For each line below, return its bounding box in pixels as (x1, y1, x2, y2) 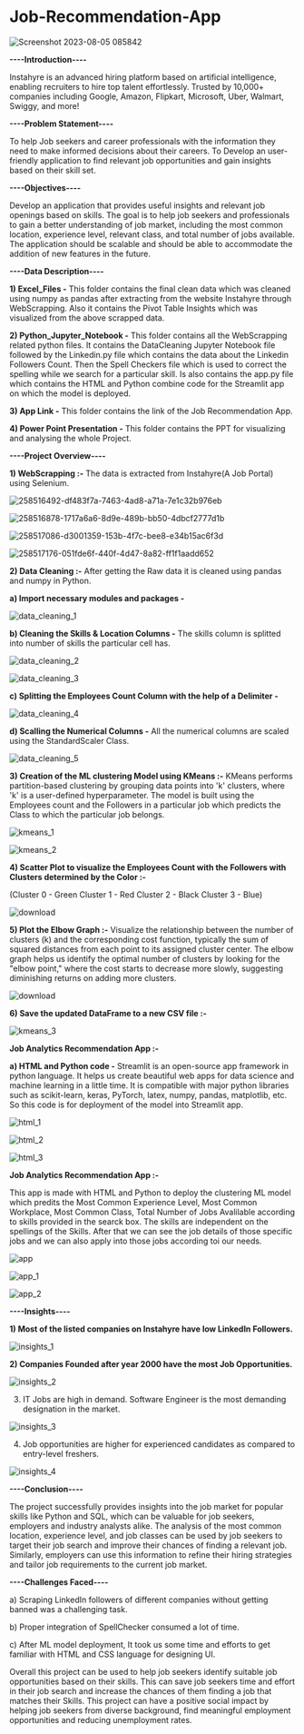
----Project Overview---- (9, 450, 106, 461)
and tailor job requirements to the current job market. (9, 1559, 208, 1570)
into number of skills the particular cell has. (9, 638, 171, 649)
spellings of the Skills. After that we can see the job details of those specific (9, 1225, 293, 1236)
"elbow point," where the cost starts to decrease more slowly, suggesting (9, 963, 284, 974)
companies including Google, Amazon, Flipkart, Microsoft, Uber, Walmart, (9, 91, 284, 102)
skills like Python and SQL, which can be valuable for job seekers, (9, 1511, 255, 1521)
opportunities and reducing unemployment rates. (9, 1714, 192, 1725)
